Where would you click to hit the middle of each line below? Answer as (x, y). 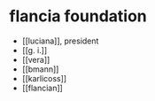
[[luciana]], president (60, 41)
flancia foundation (78, 16)
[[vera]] (36, 59)
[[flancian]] (43, 88)
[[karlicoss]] (44, 78)
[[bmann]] (40, 69)
